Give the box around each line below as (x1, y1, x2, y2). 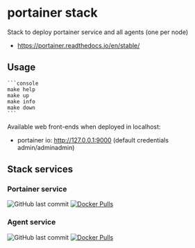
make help (7, 85, 36, 93)
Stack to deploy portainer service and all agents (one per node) (7, 28, 189, 36)
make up (7, 92, 30, 99)
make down (7, 104, 36, 111)
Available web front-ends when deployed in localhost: (7, 122, 161, 131)
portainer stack (7, 5, 99, 21)
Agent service (7, 217, 56, 227)
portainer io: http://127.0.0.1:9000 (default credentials (17, 135, 169, 144)
